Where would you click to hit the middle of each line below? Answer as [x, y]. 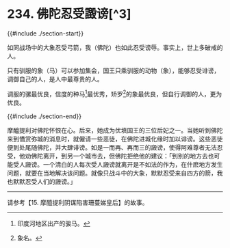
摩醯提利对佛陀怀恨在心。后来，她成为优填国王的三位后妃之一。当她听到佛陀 [115, 130]
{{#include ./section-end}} [44, 116]
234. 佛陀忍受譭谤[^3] [69, 14]
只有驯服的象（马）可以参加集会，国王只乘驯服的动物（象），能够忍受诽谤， [114, 70]
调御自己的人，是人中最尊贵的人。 [55, 79]
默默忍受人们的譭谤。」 [44, 181]
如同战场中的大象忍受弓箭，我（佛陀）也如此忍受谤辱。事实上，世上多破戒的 [115, 47]
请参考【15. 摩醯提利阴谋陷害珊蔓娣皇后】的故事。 [78, 202]
